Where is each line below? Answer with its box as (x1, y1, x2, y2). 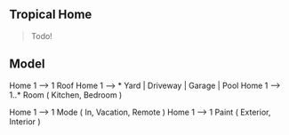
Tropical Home (9, 7, 92, 22)
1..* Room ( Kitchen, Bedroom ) (9, 89, 123, 100)
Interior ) (9, 115, 42, 127)
